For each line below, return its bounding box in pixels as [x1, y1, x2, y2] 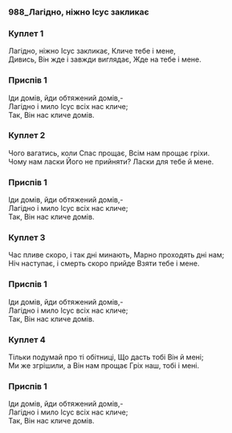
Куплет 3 [8, 232, 46, 243]
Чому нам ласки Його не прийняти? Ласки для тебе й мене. [8, 156, 214, 166]
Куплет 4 [8, 334, 46, 345]
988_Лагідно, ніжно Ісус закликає [8, 6, 150, 18]
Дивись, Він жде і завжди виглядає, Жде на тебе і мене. [8, 55, 202, 64]
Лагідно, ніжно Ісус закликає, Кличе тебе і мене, [8, 47, 177, 56]
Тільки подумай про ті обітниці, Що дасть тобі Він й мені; [8, 352, 204, 362]
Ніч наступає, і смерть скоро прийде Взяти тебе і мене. [8, 259, 200, 269]
